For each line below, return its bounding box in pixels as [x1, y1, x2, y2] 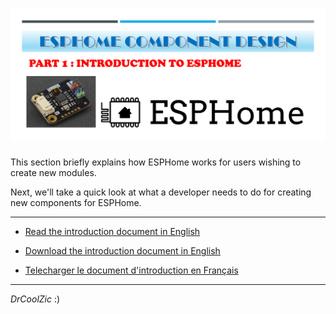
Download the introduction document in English [24, 245, 221, 257]
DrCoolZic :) [10, 293, 61, 305]
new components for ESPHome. [10, 197, 142, 209]
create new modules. [10, 167, 97, 179]
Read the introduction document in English [24, 226, 201, 238]
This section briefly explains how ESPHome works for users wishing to [10, 156, 302, 168]
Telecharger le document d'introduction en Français [24, 264, 239, 277]
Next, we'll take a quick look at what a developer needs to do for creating [10, 186, 312, 198]
